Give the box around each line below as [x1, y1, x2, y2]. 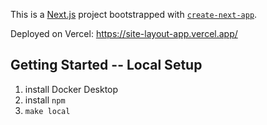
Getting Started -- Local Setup [10, 57, 203, 74]
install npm [24, 94, 66, 106]
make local [24, 106, 71, 116]
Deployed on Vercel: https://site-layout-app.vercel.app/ [10, 28, 238, 39]
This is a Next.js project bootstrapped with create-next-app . [10, 9, 258, 20]
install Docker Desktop [24, 83, 119, 95]
